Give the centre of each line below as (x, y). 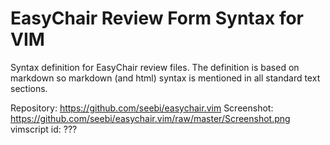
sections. (29, 88)
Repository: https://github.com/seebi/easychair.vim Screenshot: (142, 108)
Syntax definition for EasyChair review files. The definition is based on (155, 67)
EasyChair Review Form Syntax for (157, 18)
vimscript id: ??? (44, 129)
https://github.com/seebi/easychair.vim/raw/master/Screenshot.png (150, 118)
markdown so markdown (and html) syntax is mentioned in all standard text (165, 78)
